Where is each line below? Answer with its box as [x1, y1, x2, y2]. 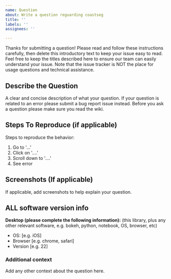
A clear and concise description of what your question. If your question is [5, 95, 159, 101]
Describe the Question [5, 81, 78, 90]
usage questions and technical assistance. [5, 67, 95, 73]
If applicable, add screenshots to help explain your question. [5, 189, 132, 195]
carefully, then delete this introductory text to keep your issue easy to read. [5, 51, 163, 57]
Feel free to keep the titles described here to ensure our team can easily [5, 56, 157, 62]
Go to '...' [12, 144, 32, 150]
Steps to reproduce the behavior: [5, 134, 75, 141]
